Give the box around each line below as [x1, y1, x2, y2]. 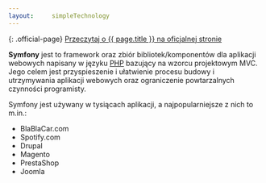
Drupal [19, 140, 43, 150]
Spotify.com [19, 132, 60, 142]
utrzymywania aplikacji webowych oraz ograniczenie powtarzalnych [8, 75, 235, 85]
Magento [19, 149, 51, 159]
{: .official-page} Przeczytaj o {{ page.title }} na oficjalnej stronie [8, 34, 222, 44]
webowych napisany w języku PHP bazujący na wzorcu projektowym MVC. [8, 58, 258, 68]
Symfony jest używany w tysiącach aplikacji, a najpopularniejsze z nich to [8, 99, 254, 109]
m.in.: [8, 108, 27, 118]
